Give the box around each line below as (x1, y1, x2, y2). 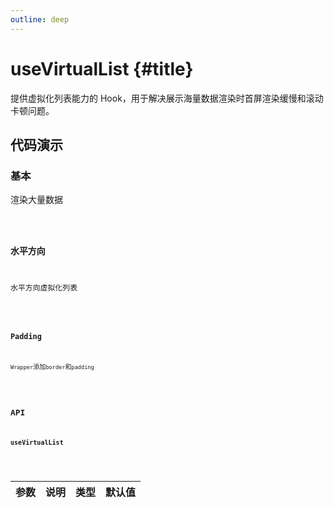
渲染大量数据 (10, 194, 63, 206)
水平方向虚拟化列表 (10, 282, 78, 293)
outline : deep (10, 14, 70, 25)
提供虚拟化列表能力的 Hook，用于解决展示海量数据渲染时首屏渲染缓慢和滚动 (10, 92, 324, 104)
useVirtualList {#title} (10, 57, 194, 80)
